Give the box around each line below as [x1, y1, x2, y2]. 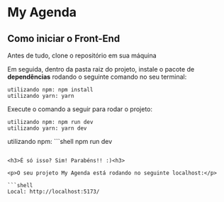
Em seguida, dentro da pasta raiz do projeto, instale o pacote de [7, 65, 195, 73]
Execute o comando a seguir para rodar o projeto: [7, 105, 153, 113]
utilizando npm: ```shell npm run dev [7, 138, 113, 145]
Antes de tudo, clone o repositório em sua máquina [7, 51, 157, 60]
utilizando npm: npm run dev [7, 118, 94, 125]
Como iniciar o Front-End [7, 33, 121, 45]
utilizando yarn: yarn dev [7, 125, 87, 132]
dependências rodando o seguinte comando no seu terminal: [7, 72, 187, 81]
